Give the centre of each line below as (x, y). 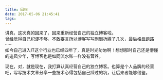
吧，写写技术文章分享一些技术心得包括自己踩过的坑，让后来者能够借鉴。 (77, 73)
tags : (10, 18)
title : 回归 (16, 9)
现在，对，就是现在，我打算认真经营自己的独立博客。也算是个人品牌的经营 (80, 66)
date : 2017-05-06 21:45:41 (32, 14)
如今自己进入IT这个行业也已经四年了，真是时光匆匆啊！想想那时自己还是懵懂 (81, 50)
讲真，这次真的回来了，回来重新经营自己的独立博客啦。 (60, 33)
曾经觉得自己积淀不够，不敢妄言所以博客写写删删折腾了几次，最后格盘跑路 (80, 39)
